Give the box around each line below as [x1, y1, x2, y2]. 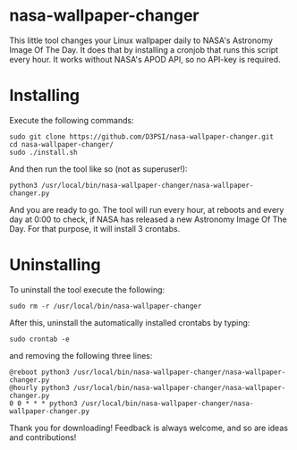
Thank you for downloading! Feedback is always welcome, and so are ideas [9, 422, 289, 433]
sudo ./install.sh [9, 148, 78, 157]
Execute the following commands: [9, 115, 134, 125]
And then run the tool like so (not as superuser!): [9, 163, 188, 174]
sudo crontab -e [9, 335, 70, 344]
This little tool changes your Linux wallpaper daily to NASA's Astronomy [9, 35, 273, 46]
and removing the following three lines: [9, 350, 153, 361]
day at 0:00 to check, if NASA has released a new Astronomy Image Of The [9, 214, 288, 225]
